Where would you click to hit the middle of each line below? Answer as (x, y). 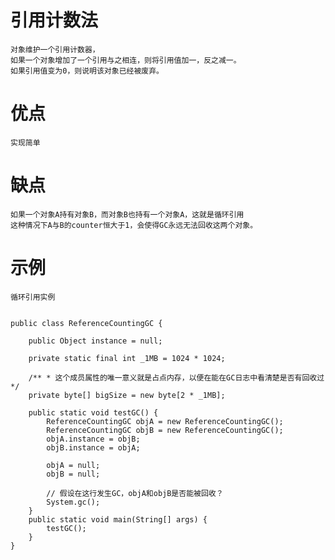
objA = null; (73, 465)
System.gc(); (73, 502)
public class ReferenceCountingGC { (86, 323)
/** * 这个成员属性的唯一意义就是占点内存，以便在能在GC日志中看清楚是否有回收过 (176, 377)
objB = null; (73, 474)
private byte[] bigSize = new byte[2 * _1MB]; (127, 395)
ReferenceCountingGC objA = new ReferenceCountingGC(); (165, 421)
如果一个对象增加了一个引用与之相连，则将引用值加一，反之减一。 (126, 60)
